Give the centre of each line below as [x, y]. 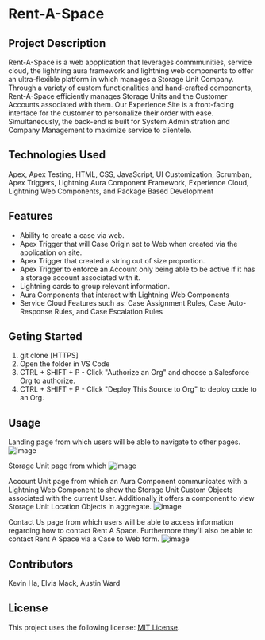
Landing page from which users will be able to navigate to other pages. [124, 442]
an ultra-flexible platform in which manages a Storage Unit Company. [121, 79]
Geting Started [45, 336]
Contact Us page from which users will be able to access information [121, 522]
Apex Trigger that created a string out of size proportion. [112, 260]
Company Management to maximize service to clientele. [100, 130]
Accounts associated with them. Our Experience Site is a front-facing [121, 105]
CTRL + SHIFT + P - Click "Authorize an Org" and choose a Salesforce [134, 373]
